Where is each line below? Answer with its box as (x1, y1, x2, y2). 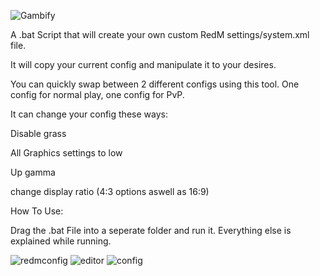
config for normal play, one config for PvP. (10, 89, 185, 100)
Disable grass (10, 128, 67, 139)
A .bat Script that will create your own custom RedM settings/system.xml (10, 29, 310, 40)
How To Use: (10, 205, 64, 217)
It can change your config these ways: (10, 108, 168, 120)
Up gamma (10, 166, 56, 178)
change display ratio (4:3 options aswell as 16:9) (10, 186, 210, 197)
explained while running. (10, 235, 112, 247)
